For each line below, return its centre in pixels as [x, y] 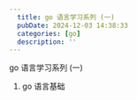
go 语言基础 [43, 86]
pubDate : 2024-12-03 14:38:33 [72, 25]
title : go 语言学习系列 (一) [66, 17]
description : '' [47, 42]
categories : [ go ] [49, 33]
